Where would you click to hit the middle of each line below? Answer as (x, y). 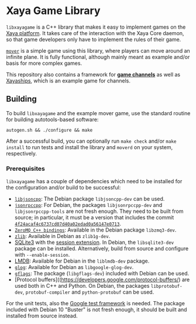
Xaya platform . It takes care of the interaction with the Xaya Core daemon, (95, 33)
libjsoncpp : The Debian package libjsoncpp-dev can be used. (90, 199)
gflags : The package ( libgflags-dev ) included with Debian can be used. (102, 274)
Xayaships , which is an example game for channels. (68, 81)
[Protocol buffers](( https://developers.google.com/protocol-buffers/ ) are (102, 280)
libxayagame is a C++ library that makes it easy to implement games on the (96, 27)
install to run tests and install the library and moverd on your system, (90, 147)
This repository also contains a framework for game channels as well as (93, 74)
